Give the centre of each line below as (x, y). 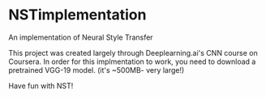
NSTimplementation (77, 15)
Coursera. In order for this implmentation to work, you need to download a (132, 61)
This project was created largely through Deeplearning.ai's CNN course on (133, 53)
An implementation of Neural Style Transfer (81, 37)
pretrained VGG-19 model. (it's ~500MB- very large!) (97, 70)
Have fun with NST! (41, 86)
